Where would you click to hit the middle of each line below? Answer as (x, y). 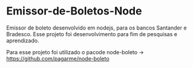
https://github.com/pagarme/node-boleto (58, 58)
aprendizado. (23, 40)
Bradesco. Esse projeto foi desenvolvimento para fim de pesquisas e (92, 34)
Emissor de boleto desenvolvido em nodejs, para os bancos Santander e (97, 28)
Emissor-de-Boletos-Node (74, 11)
